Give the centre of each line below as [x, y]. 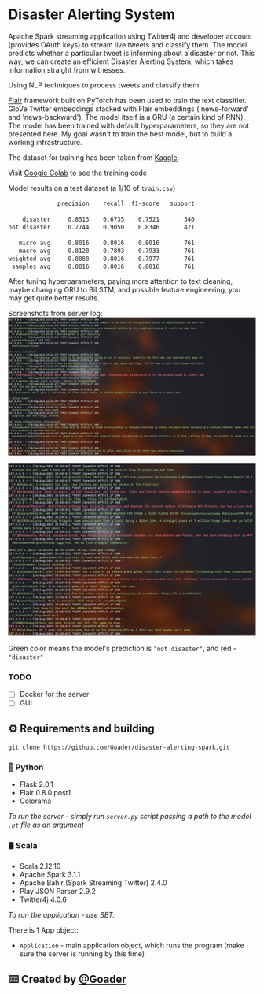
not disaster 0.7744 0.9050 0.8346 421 [101, 227]
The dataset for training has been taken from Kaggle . [94, 157]
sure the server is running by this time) [82, 953]
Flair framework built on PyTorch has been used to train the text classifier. [128, 100]
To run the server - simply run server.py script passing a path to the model [130, 817]
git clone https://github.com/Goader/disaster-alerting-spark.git [119, 748]
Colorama [35, 801]
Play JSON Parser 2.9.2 [57, 891]
